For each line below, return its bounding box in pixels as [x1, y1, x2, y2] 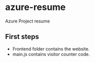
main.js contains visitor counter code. [12, 51, 90, 57]
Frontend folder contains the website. [12, 45, 90, 51]
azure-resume [5, 1, 66, 13]
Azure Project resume [5, 18, 50, 24]
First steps [5, 32, 39, 41]
